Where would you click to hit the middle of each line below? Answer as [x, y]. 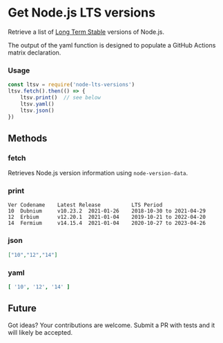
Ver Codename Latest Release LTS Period [85, 205]
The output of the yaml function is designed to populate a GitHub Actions [112, 45]
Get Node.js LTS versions [82, 13]
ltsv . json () [37, 110]
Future [22, 308]
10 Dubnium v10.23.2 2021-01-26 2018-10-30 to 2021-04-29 [107, 211]
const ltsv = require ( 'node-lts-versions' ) [71, 85]
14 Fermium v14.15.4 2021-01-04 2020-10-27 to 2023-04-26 [107, 223]
